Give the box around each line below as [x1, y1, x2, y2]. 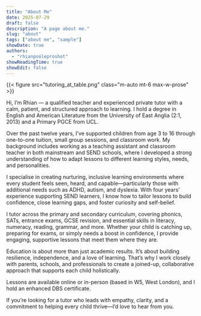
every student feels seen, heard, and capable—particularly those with [6, 180, 179, 187]
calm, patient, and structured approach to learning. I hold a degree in [6, 106, 177, 113]
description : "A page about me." [6, 25, 90, 32]
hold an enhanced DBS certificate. [6, 285, 91, 292]
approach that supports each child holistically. [6, 267, 121, 274]
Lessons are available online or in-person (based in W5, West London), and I [6, 279, 195, 286]
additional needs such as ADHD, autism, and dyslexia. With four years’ [6, 186, 180, 193]
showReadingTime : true [6, 59, 63, 65]
